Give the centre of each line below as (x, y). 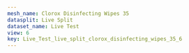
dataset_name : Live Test (43, 26)
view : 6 (18, 33)
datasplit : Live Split (40, 20)
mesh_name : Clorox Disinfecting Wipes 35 (68, 13)
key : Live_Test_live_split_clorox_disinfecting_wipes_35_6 (95, 39)
